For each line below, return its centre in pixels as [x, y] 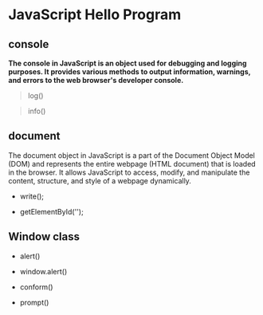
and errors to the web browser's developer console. [96, 80]
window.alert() [43, 271]
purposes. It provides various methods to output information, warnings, [130, 72]
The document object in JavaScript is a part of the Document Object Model [131, 155]
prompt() [34, 302]
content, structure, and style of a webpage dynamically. [100, 180]
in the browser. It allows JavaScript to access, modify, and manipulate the [129, 172]
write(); [32, 196]
